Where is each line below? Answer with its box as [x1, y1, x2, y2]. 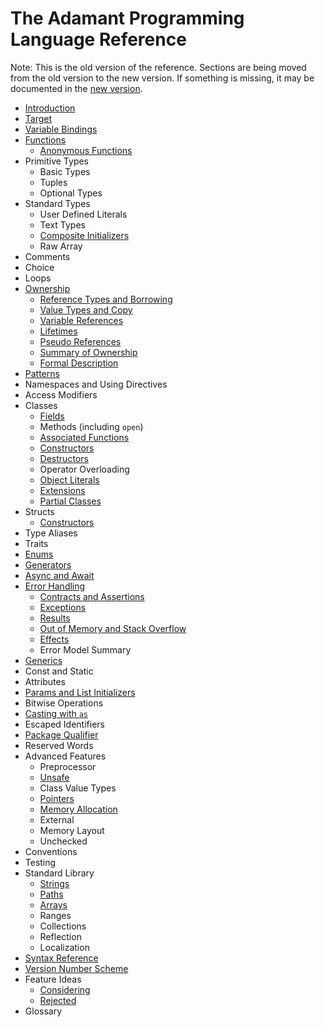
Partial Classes [39, 495, 102, 507]
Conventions [24, 845, 78, 857]
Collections [39, 920, 87, 932]
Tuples [39, 176, 68, 188]
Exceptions [39, 601, 87, 613]
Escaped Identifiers [24, 718, 105, 730]
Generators [24, 558, 72, 571]
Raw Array [39, 240, 83, 252]
